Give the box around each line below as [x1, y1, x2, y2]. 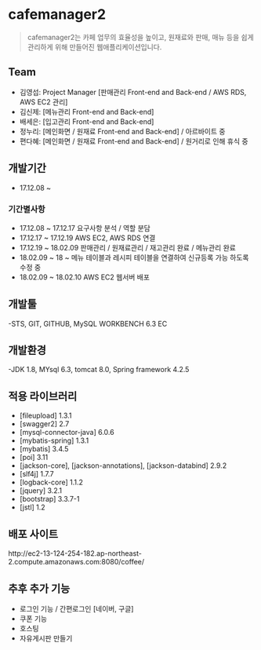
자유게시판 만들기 [19, 634, 73, 643]
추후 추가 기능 [8, 582, 71, 595]
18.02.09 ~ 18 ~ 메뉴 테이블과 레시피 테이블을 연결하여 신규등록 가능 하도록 [19, 253, 249, 262]
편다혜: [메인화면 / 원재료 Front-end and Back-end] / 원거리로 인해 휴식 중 [19, 136, 248, 146]
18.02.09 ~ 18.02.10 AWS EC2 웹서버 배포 [19, 272, 150, 282]
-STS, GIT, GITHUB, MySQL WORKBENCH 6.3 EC [8, 319, 168, 328]
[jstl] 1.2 [19, 502, 45, 512]
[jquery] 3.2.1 [19, 486, 63, 495]
